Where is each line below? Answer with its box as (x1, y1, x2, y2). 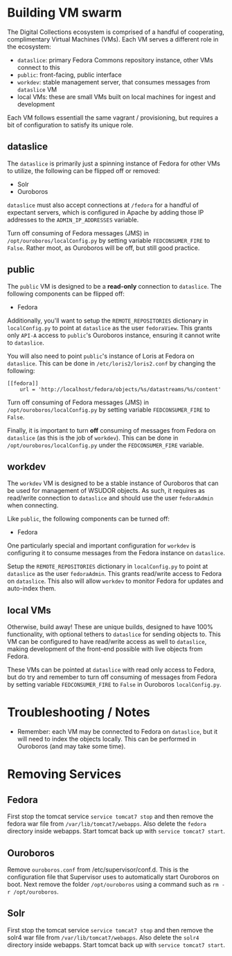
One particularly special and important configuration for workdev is (7, 541, 196, 550)
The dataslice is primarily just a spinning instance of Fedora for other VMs (7, 159, 220, 168)
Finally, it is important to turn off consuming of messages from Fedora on (7, 426, 216, 434)
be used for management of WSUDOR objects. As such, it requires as (7, 487, 206, 495)
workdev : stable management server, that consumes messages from (17, 78, 211, 86)
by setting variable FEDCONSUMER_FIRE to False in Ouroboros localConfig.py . (7, 680, 222, 689)
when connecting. (7, 501, 59, 509)
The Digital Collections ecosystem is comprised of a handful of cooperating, (7, 28, 225, 36)
